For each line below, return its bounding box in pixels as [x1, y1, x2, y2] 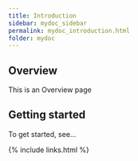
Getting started [8, 108, 86, 122]
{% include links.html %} [8, 145, 89, 155]
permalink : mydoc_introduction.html [8, 26, 130, 34]
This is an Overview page [8, 85, 92, 95]
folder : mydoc [8, 34, 56, 42]
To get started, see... [8, 129, 77, 139]
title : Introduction [8, 11, 77, 20]
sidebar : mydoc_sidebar [8, 19, 88, 27]
